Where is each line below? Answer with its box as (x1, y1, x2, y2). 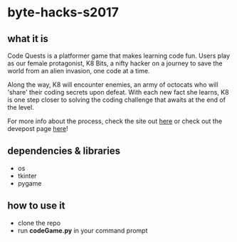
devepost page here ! (7, 125, 69, 132)
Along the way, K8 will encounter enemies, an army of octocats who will (7, 80, 218, 89)
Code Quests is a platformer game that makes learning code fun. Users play (7, 51, 230, 60)
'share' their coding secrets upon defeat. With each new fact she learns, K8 (7, 88, 229, 96)
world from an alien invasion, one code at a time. (7, 67, 150, 75)
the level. (7, 103, 34, 111)
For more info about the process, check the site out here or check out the (7, 117, 223, 125)
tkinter (17, 172, 37, 180)
